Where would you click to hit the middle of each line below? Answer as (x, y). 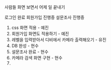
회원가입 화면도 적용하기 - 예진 (40, 34)
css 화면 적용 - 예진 (30, 28)
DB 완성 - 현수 (25, 46)
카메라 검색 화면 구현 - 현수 (37, 58)
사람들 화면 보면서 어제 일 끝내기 (35, 7)
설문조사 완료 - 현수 (30, 52)
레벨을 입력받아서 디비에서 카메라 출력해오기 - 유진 (59, 40)
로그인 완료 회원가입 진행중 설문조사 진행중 (45, 17)
